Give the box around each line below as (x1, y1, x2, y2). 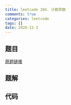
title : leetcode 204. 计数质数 (5, 7, 66, 12)
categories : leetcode (5, 16, 49, 21)
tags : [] (5, 21, 23, 26)
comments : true (5, 12, 36, 17)
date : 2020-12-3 (5, 25, 38, 30)
